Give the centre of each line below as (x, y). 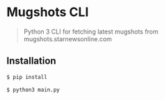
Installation (31, 61)
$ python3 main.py (33, 90)
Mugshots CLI (48, 12)
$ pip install (27, 77)
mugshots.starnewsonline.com (68, 38)
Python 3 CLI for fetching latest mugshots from (91, 31)
